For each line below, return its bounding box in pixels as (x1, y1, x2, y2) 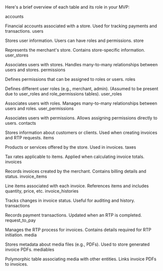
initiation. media (5, 232, 37, 238)
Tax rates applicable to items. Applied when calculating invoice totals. (5, 154, 145, 159)
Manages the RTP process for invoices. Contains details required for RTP (5, 227, 152, 232)
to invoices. (5, 261, 28, 267)
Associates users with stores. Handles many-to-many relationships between (5, 62, 158, 67)
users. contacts (5, 120, 36, 126)
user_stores (5, 52, 29, 58)
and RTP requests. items (5, 135, 54, 140)
